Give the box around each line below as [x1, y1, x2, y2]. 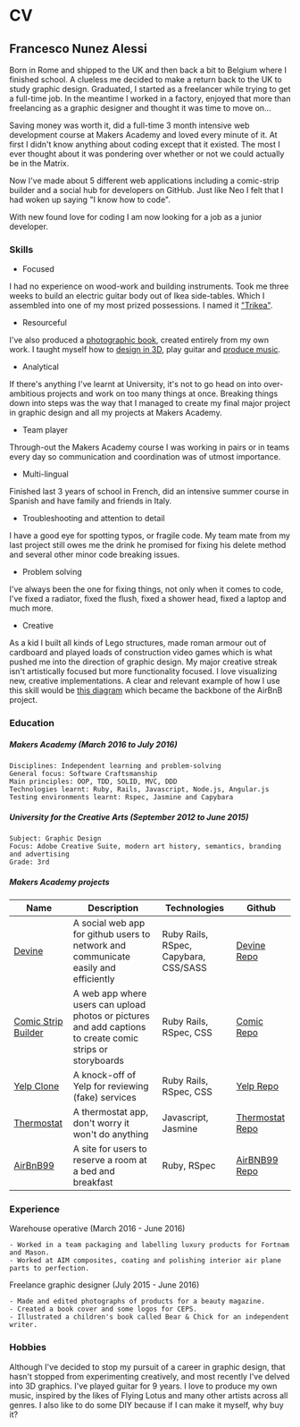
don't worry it [72, 1117, 129, 1129]
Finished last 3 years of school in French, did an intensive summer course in [9, 486, 289, 497]
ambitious [9, 388, 46, 399]
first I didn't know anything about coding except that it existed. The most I [9, 139, 281, 149]
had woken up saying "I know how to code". [9, 194, 171, 205]
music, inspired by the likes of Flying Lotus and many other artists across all [9, 1389, 288, 1400]
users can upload [72, 999, 146, 1011]
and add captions [72, 1021, 146, 1034]
